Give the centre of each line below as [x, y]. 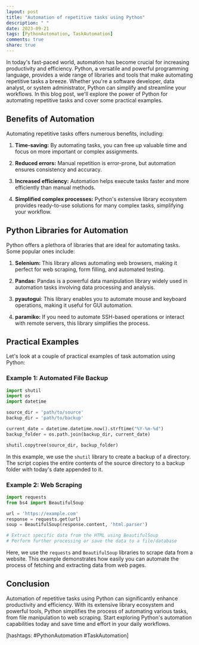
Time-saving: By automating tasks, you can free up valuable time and [101, 145]
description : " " [28, 23]
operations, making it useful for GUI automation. [74, 305]
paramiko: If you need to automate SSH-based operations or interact [99, 317]
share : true [21, 45]
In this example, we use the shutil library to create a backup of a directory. [99, 457]
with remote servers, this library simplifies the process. [82, 323]
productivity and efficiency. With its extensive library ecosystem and [90, 604]
